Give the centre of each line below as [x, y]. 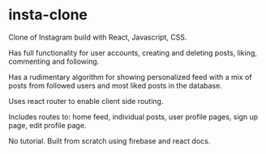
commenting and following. [54, 61]
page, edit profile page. [47, 125]
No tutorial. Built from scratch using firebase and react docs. [109, 141]
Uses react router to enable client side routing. [86, 101]
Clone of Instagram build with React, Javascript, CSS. [98, 37]
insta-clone [48, 15]
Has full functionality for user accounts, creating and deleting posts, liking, [133, 52]
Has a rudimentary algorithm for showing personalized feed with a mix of [131, 77]
